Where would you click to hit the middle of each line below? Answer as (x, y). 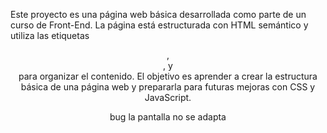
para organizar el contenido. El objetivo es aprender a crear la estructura (168, 76)
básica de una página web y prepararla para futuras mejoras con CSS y (168, 87)
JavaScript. (168, 97)
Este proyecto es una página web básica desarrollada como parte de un (158, 14)
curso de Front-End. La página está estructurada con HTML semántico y (159, 25)
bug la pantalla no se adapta (168, 117)
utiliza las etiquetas (50, 35)
